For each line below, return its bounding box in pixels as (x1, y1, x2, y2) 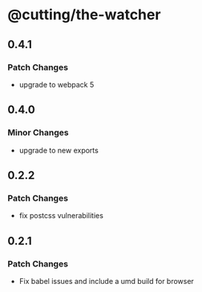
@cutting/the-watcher (7, 6, 161, 24)
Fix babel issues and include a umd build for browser (18, 276, 194, 286)
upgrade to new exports (18, 145, 99, 155)
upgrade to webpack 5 (18, 79, 95, 89)
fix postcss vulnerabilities (18, 211, 103, 221)
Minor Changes (7, 127, 69, 138)
